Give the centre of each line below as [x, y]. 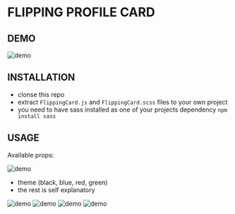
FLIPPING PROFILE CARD [81, 12]
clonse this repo [41, 94]
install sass [37, 116]
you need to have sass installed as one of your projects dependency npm [122, 109]
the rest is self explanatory [56, 190]
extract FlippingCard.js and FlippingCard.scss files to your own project [122, 102]
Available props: [31, 155]
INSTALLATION [41, 77]
